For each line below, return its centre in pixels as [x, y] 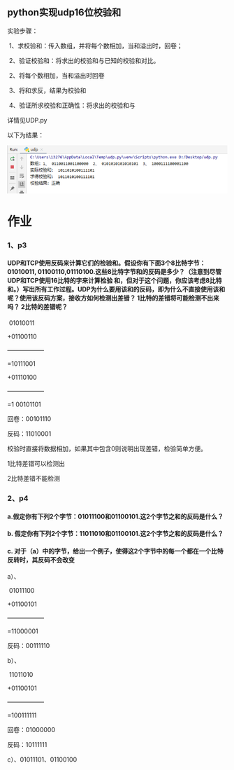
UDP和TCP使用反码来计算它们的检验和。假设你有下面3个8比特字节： [107, 263]
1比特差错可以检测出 [36, 464]
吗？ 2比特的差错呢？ [38, 307]
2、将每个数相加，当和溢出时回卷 [57, 75]
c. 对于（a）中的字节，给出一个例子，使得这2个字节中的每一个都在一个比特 [115, 551]
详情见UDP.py [27, 120]
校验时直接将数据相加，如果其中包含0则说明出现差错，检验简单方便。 [107, 449]
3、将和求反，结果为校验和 [47, 90]
